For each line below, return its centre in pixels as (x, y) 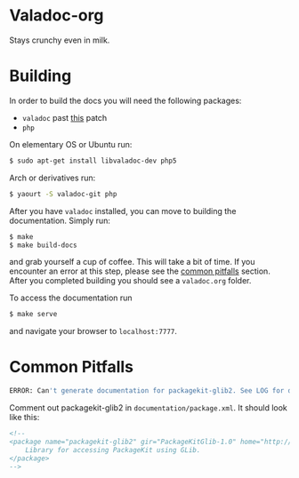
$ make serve (33, 315)
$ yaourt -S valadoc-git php (63, 194)
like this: (24, 418)
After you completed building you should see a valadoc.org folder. (130, 281)
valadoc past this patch (65, 117)
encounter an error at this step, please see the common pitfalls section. (140, 271)
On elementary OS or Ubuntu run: (71, 144)
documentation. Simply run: (60, 220)
